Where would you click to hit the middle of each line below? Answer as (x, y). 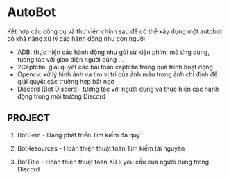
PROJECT (29, 118)
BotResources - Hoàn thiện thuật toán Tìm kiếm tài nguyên (101, 148)
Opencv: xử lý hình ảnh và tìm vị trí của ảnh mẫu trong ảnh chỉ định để (117, 74)
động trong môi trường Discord (61, 96)
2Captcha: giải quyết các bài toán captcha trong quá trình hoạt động (115, 67)
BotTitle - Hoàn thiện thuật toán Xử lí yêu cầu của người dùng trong (113, 162)
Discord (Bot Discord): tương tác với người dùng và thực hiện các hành (118, 89)
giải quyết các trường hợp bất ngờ (66, 81)
